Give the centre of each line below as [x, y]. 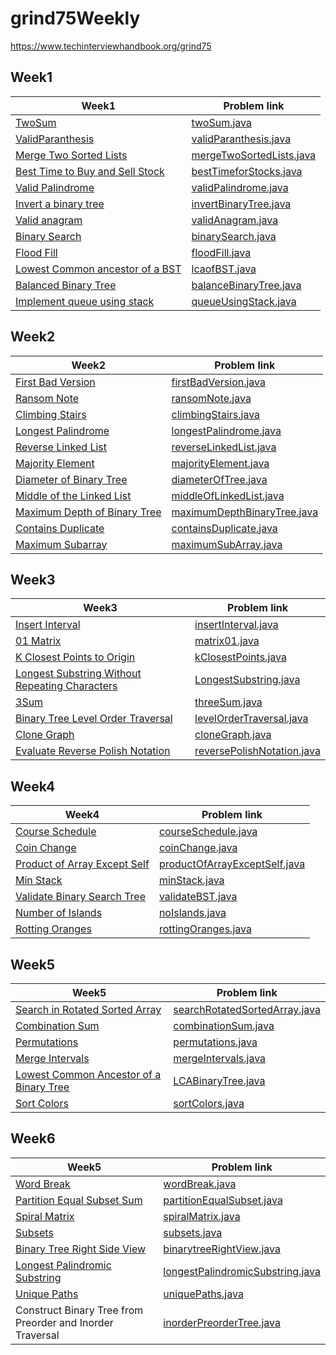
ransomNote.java [211, 398]
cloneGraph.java [233, 735]
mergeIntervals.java [220, 1058]
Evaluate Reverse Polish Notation [93, 751]
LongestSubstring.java [247, 680]
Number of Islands [59, 913]
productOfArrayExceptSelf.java [232, 864]
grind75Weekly [75, 18]
